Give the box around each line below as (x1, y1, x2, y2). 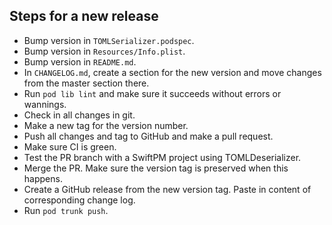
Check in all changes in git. (23, 109, 136, 121)
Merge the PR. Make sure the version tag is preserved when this (23, 162, 289, 174)
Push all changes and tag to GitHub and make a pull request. (23, 130, 274, 142)
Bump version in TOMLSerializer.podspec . (23, 34, 195, 46)
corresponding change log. (23, 194, 136, 206)
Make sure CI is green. (23, 140, 117, 153)
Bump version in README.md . (23, 55, 137, 68)
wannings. (23, 98, 67, 110)
